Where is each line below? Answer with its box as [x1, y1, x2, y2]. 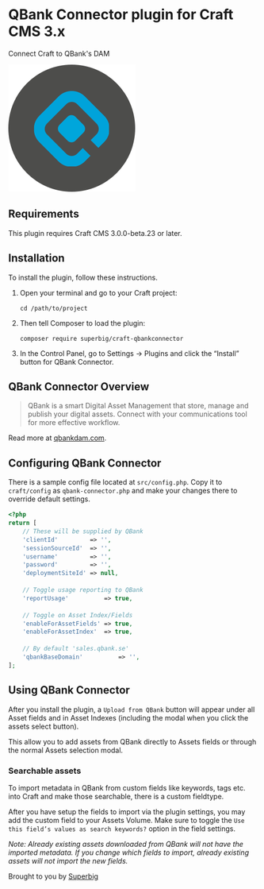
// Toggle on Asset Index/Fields [22, 611, 133, 619]
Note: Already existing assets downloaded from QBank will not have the [8, 839, 244, 848]
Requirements [8, 207, 79, 221]
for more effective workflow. [27, 418, 121, 427]
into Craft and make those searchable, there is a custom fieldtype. [8, 791, 224, 801]
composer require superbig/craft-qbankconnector [19, 334, 184, 342]
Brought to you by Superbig [8, 872, 99, 881]
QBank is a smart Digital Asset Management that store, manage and [27, 401, 249, 411]
